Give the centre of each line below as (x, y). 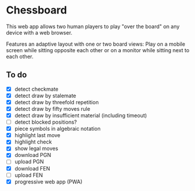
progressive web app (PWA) (49, 182)
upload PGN (29, 162)
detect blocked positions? (46, 122)
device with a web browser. (39, 32)
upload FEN (29, 175)
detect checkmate (36, 89)
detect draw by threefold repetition (57, 102)
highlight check (33, 142)
